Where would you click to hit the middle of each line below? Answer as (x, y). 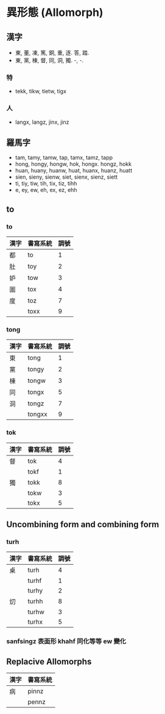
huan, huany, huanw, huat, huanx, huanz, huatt (74, 171)
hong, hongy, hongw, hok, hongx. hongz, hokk (73, 164)
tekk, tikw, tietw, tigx (41, 91)
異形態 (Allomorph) (55, 12)
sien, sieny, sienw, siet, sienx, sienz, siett (66, 177)
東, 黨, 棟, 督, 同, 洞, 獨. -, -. (49, 60)
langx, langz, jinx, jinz (42, 122)
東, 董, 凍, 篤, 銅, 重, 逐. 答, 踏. (52, 53)
